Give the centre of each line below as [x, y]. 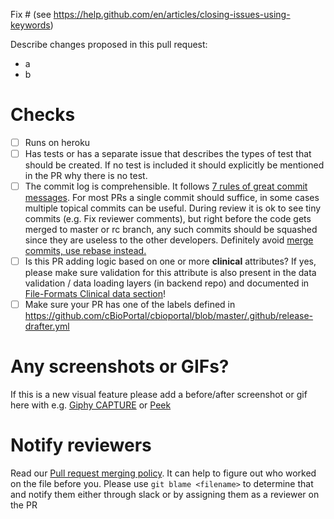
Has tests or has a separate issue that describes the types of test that [168, 153]
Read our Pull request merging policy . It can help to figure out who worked [163, 473]
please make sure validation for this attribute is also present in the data [170, 273]
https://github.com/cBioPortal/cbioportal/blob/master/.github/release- [169, 316]
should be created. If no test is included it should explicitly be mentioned [174, 165]
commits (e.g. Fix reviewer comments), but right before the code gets [168, 219]
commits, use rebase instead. [85, 251]
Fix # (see [31, 14]
